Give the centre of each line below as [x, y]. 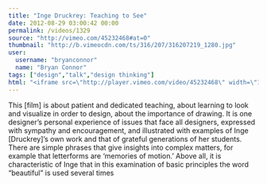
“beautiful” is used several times [61, 173]
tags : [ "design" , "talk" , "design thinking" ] [81, 75]
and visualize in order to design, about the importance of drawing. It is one [130, 113]
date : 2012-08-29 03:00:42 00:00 [64, 23]
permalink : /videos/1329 [49, 30]
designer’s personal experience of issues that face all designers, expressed [132, 122]
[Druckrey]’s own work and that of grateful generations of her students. [125, 139]
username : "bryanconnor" [56, 61]
